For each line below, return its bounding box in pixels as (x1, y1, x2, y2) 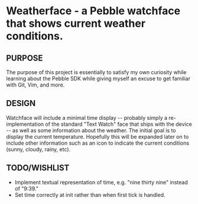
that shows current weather (6, 17, 146, 30)
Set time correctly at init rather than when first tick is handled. (14, 191, 165, 198)
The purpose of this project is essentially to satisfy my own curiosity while (6, 69, 187, 75)
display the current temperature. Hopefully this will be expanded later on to (6, 133, 189, 140)
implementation (6, 120, 44, 128)
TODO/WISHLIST (6, 163, 70, 173)
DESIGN (6, 98, 36, 109)
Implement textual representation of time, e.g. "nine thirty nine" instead (14, 179, 188, 186)
